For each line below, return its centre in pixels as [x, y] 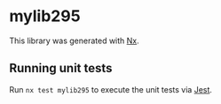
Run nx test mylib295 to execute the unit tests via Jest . [111, 89]
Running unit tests [61, 68]
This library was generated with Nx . [74, 41]
